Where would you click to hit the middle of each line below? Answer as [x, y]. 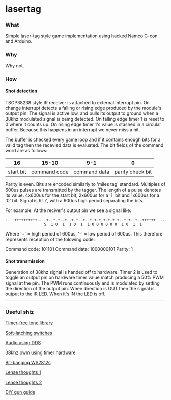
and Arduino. [19, 41]
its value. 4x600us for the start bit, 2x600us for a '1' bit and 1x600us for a [82, 195]
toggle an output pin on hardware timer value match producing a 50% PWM [85, 278]
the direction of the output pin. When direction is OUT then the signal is [80, 289]
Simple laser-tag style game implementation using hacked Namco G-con [81, 36]
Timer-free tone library [29, 323]
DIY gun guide [20, 392]
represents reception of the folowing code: [50, 239]
